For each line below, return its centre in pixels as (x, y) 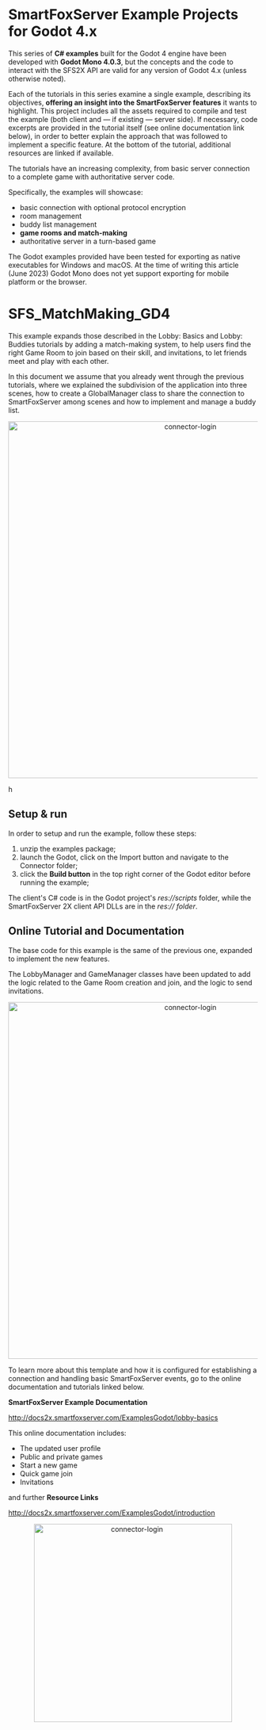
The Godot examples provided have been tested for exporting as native (125, 256)
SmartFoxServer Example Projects (123, 15)
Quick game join (46, 1473)
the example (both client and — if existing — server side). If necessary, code (133, 119)
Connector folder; (48, 865)
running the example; (54, 882)
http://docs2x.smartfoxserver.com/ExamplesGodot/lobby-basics (113, 1418)
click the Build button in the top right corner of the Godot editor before (135, 874)
